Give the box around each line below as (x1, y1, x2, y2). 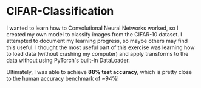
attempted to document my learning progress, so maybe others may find (6, 37, 188, 44)
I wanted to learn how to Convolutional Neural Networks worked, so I (6, 24, 179, 32)
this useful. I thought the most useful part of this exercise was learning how (6, 44, 195, 51)
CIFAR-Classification (6, 4, 114, 18)
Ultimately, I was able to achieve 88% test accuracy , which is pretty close (6, 68, 192, 75)
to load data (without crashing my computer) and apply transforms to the (6, 50, 189, 57)
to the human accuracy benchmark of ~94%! (6, 75, 120, 82)
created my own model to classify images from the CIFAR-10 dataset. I (6, 30, 182, 38)
